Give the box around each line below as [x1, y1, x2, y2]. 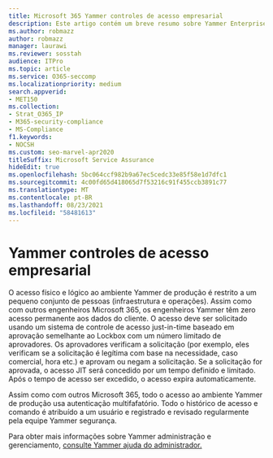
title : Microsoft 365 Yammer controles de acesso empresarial [8, 11, 223, 20]
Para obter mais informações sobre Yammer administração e [8, 432, 211, 442]
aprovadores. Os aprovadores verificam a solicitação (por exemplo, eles [8, 339, 249, 350]
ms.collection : [8, 103, 60, 111]
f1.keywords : [8, 133, 53, 141]
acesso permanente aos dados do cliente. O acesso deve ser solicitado [8, 314, 248, 324]
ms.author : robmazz [8, 27, 75, 35]
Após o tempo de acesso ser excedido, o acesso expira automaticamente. [8, 374, 257, 384]
